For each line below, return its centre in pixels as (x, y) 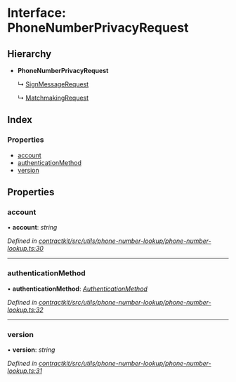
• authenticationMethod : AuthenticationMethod (77, 289)
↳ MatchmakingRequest (53, 98)
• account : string (32, 228)
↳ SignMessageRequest (53, 84)
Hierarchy (29, 54)
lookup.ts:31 (25, 371)
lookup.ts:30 (26, 249)
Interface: (37, 13)
